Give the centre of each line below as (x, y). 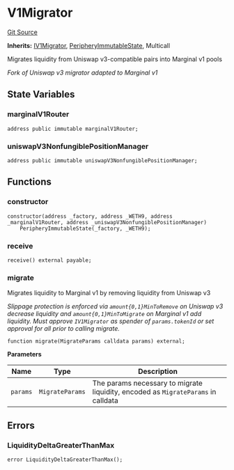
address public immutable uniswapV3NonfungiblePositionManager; (102, 160)
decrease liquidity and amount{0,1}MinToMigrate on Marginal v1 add (104, 314)
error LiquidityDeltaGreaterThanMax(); (65, 460)
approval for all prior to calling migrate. (63, 329)
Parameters (24, 354)
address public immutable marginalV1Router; (73, 129)
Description (158, 372)
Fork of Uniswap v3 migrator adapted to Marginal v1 (83, 72)
